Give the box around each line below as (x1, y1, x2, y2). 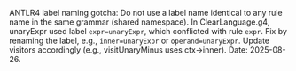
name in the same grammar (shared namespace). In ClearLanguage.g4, (9, 17, 270, 27)
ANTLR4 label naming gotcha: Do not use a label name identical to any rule (9, 8, 283, 18)
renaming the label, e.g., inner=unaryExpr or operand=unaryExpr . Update (9, 35, 270, 46)
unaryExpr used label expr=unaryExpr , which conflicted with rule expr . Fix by (9, 26, 288, 36)
